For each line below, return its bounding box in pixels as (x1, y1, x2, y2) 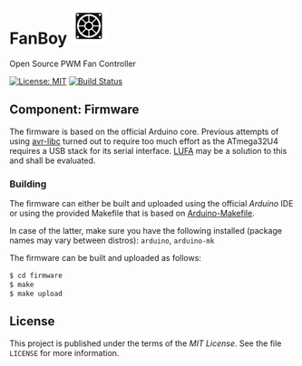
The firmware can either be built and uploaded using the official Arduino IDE (9, 198, 294, 209)
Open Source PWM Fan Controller (9, 58, 136, 69)
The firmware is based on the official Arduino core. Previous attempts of (9, 126, 279, 137)
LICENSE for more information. (9, 347, 120, 358)
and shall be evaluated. (9, 155, 96, 166)
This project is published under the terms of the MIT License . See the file (9, 338, 282, 349)
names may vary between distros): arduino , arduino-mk (9, 235, 215, 246)
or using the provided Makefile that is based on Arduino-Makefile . (9, 207, 256, 219)
